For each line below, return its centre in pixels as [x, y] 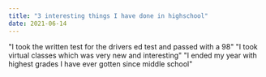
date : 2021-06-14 [38, 24]
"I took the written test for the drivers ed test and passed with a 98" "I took [133, 46]
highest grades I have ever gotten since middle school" [101, 64]
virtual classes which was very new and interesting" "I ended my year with [133, 55]
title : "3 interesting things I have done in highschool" [108, 16]
